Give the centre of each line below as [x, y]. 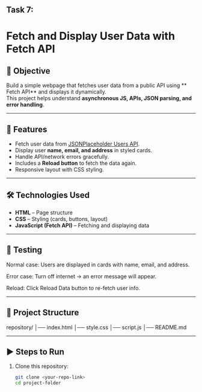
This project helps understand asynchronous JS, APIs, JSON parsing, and [99, 98]
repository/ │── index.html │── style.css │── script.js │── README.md [96, 327]
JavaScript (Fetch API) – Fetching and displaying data [82, 225]
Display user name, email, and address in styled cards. [84, 150]
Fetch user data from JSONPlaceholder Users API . [77, 144]
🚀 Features [27, 129]
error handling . [25, 104]
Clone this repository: [41, 366]
